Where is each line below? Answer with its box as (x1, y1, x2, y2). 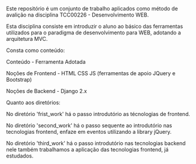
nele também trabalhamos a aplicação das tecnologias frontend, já (6, 146, 169, 153)
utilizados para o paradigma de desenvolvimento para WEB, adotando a (6, 29, 181, 36)
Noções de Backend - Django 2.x (6, 88, 87, 94)
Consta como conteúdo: (6, 47, 65, 54)
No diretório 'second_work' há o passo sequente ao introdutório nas (6, 122, 172, 129)
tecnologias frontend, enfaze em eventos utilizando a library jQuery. (6, 128, 172, 135)
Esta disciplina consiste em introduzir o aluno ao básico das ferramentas (6, 23, 184, 30)
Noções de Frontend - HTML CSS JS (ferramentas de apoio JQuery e (6, 70, 176, 76)
